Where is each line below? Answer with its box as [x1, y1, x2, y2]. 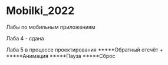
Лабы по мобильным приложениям [6, 23, 95, 30]
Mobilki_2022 [6, 4, 75, 18]
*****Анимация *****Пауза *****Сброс [6, 52, 116, 59]
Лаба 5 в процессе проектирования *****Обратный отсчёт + [6, 46, 163, 53]
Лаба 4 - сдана [6, 35, 44, 42]
